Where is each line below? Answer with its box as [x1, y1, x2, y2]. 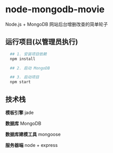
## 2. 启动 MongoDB [10, 65, 50, 71]
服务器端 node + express [5, 142, 58, 148]
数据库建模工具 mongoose [5, 131, 61, 137]
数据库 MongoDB [5, 120, 42, 126]
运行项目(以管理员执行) [5, 37, 78, 47]
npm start [10, 79, 31, 85]
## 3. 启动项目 [10, 75, 40, 80]
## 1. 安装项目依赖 [10, 51, 47, 57]
